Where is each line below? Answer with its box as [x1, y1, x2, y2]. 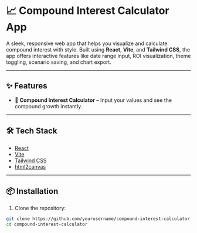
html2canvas [14, 163, 46, 170]
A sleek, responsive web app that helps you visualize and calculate [6, 40, 168, 47]
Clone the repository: [14, 205, 66, 212]
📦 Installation [6, 186, 59, 196]
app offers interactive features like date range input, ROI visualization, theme [6, 52, 191, 59]
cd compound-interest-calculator [6, 221, 88, 228]
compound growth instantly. [14, 102, 83, 109]
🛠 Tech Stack [6, 126, 57, 136]
